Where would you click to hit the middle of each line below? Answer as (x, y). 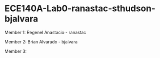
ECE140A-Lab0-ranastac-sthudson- (80, 9)
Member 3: (16, 51)
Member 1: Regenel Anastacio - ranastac (45, 32)
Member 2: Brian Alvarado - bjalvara (41, 41)
